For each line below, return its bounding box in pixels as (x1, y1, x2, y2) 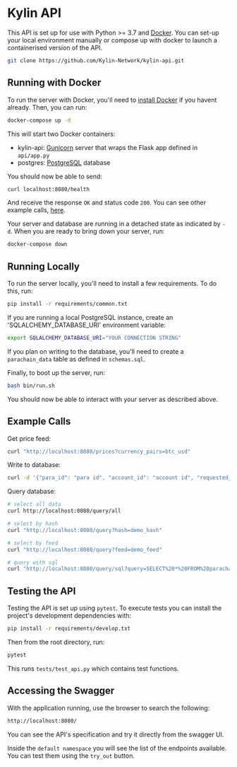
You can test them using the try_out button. (7, 751, 135, 760)
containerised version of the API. (7, 43, 103, 52)
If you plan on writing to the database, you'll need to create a (7, 347, 185, 355)
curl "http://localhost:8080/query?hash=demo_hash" (7, 526, 162, 534)
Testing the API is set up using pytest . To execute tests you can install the (7, 604, 222, 613)
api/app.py (17, 152, 50, 159)
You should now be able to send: (7, 172, 102, 180)
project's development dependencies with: (7, 611, 132, 620)
